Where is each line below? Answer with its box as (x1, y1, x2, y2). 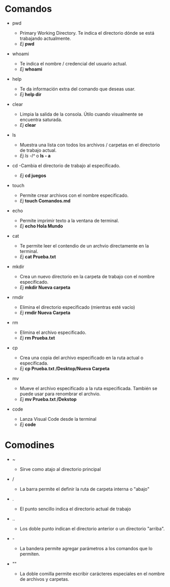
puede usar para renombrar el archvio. (19, 391, 101, 397)
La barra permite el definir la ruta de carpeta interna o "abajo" (19, 486, 150, 492)
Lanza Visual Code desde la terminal (19, 416, 97, 422)
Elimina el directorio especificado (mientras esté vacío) (19, 304, 135, 310)
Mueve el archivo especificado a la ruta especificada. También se (19, 385, 157, 391)
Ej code (19, 421, 36, 427)
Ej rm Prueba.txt (19, 334, 55, 341)
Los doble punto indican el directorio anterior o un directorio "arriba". (19, 525, 165, 532)
